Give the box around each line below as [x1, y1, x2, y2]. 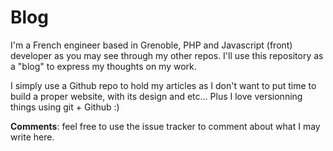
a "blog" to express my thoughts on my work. [10, 60, 197, 72]
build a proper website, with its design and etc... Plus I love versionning [10, 90, 303, 102]
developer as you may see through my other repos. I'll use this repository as [10, 49, 324, 61]
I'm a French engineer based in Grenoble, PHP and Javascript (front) [10, 39, 293, 51]
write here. [10, 131, 55, 143]
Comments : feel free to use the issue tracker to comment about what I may [10, 120, 321, 132]
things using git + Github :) [10, 101, 120, 113]
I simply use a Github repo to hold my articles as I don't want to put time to [10, 79, 317, 91]
